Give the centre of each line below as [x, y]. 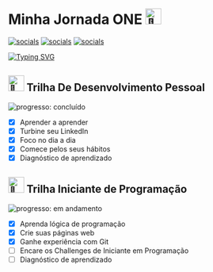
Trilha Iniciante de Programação [107, 189]
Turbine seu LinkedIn [54, 131]
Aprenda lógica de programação [72, 224]
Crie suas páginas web [57, 232]
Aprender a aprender [54, 122]
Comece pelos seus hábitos [65, 149]
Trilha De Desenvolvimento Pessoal [116, 88]
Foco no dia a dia [48, 140]
